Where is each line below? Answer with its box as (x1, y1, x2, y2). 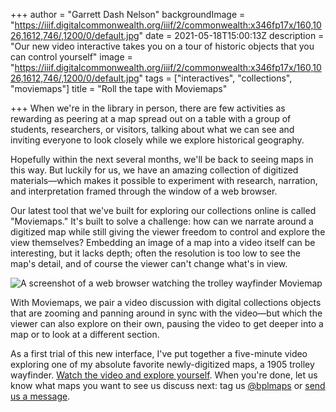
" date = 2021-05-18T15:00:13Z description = (138, 30, 325, 41)
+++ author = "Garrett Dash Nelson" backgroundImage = (10, 9, 246, 20)
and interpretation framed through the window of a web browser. (10, 185, 278, 197)
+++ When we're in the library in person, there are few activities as (10, 102, 286, 114)
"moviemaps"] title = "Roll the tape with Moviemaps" (10, 83, 228, 94)
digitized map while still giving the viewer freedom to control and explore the (10, 226, 326, 238)
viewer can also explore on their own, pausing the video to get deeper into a (10, 318, 324, 329)
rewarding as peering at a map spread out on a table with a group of (10, 113, 292, 124)
